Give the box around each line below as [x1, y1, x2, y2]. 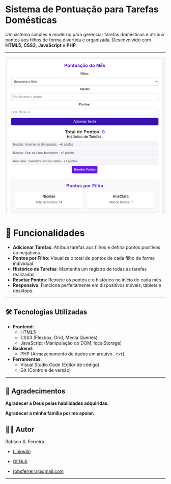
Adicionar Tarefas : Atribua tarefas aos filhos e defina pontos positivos [12, 244, 161, 250]
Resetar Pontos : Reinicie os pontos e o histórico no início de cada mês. [12, 277, 163, 283]
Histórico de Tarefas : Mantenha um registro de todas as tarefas [12, 265, 147, 272]
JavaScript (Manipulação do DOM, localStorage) [20, 340, 122, 346]
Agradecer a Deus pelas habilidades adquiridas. [5, 400, 109, 406]
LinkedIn [12, 448, 31, 455]
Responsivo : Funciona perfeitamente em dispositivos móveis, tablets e [12, 282, 162, 288]
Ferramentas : [12, 356, 42, 362]
